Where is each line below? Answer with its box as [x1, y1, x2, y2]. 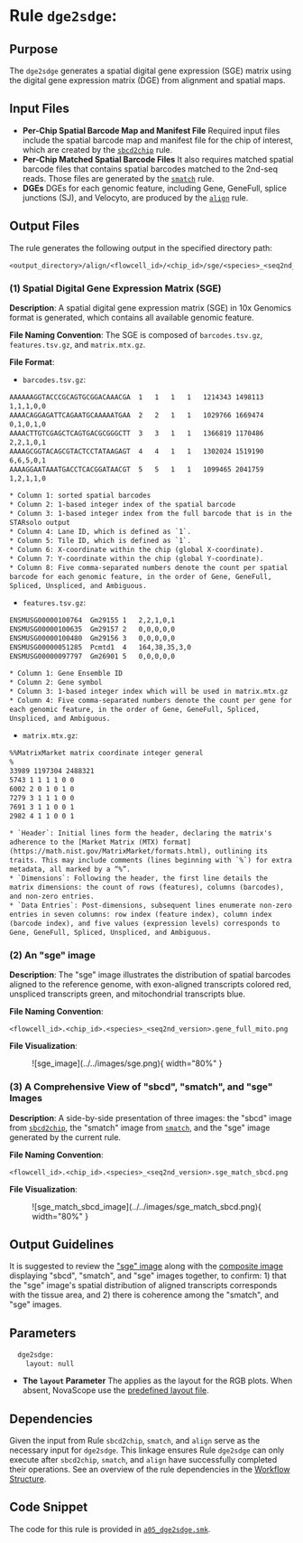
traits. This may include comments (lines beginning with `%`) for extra [9, 856, 293, 865]
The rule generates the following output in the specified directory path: [9, 242, 273, 253]
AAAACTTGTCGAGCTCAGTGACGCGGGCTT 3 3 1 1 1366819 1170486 [9, 428, 264, 438]
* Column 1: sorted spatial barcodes [9, 491, 151, 500]
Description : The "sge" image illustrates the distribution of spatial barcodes [9, 969, 291, 980]
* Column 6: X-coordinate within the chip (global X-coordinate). [9, 545, 264, 554]
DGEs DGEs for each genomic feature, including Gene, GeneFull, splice [22, 182, 287, 193]
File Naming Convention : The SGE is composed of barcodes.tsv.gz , [9, 329, 263, 340]
